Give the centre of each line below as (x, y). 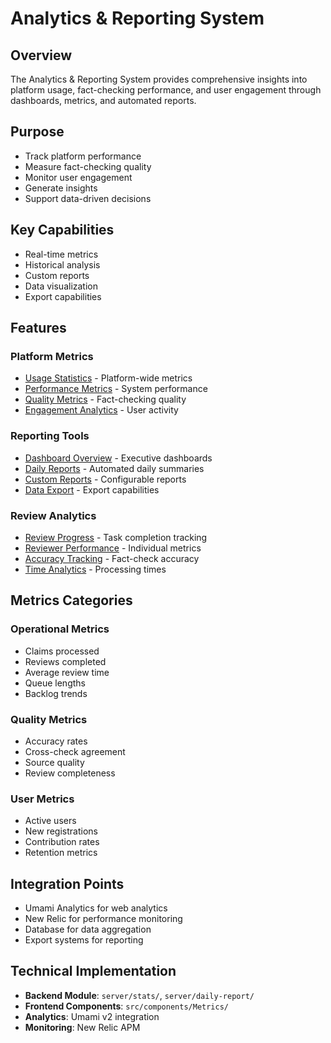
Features (38, 328)
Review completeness (70, 773)
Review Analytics (53, 515)
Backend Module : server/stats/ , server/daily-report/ (139, 995)
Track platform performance (83, 156)
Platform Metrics (52, 356)
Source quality (54, 762)
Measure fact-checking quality (88, 166)
